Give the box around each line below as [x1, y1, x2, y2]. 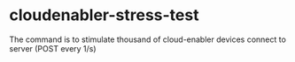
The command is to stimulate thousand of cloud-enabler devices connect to [9, 34, 286, 45]
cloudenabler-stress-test [9, 5, 199, 25]
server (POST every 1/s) [9, 43, 97, 53]
